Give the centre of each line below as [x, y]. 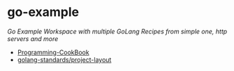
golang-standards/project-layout [64, 59]
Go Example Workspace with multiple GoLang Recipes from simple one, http [117, 31]
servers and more [33, 38]
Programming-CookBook [53, 52]
